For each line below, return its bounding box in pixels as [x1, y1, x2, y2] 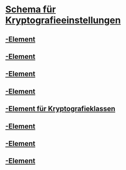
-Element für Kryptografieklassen [5, 104, 116, 113]
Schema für [5, 4, 56, 15]
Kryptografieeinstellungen [5, 14, 121, 26]
